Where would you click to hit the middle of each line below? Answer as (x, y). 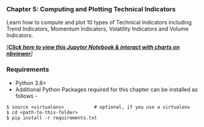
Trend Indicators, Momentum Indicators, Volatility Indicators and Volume (97, 29)
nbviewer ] (20, 54)
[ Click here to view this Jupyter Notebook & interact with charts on (93, 47)
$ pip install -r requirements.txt (52, 118)
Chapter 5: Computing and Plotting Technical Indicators (91, 9)
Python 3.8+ (31, 83)
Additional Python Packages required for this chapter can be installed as (106, 89)
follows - (26, 96)
